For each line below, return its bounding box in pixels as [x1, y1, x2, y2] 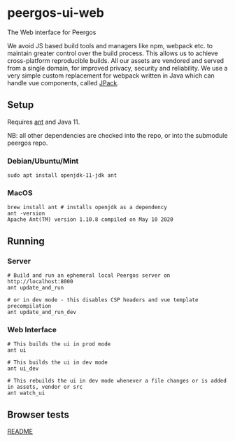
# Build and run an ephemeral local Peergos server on [7, 272, 171, 279]
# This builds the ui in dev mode [7, 359, 108, 366]
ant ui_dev [7, 365, 39, 372]
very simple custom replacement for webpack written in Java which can [7, 71, 215, 80]
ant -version [7, 210, 45, 218]
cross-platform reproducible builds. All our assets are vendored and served [7, 56, 225, 64]
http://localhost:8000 [7, 278, 73, 285]
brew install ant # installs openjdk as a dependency [7, 204, 168, 211]
